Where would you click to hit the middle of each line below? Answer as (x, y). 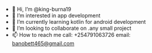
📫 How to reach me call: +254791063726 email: (71, 35)
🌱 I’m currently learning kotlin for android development (79, 22)
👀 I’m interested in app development (56, 15)
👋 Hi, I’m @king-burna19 (41, 9)
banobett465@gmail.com (43, 43)
